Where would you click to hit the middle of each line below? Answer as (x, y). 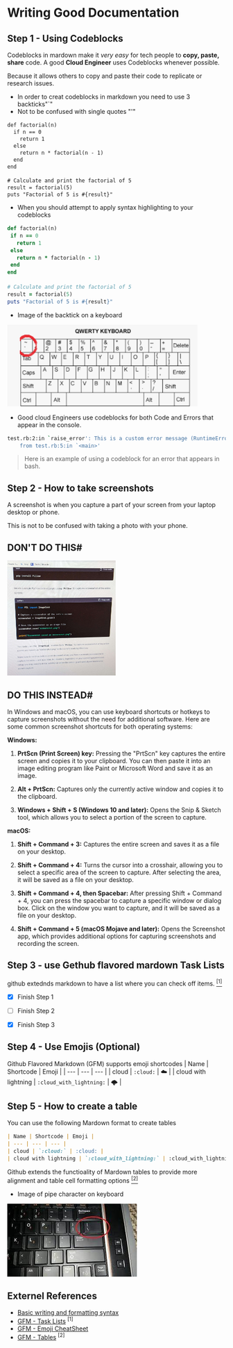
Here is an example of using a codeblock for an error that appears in (122, 459)
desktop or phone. (34, 513)
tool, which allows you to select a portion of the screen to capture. (112, 817)
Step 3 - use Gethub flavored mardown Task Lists (116, 966)
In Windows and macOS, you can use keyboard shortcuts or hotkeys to (109, 712)
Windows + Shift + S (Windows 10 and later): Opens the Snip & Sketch (119, 810)
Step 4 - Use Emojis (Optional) (74, 1047)
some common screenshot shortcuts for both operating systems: (100, 726)
